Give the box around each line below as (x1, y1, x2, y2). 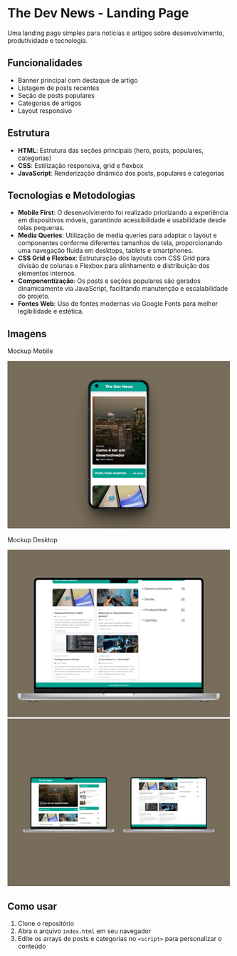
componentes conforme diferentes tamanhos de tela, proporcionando (17, 239, 223, 247)
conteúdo (17, 942, 46, 950)
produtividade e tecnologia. (7, 36, 88, 44)
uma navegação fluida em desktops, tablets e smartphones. (17, 247, 194, 255)
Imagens (7, 327, 47, 340)
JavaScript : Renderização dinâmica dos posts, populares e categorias (17, 169, 225, 177)
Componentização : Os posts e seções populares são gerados (17, 277, 201, 285)
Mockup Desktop (7, 536, 58, 544)
